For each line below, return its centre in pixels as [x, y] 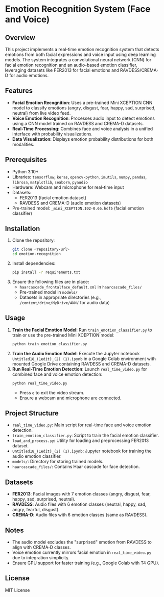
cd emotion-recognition [36, 254]
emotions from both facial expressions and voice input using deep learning [81, 54]
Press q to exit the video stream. [52, 392]
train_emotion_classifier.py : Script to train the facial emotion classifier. [85, 436]
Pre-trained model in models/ [48, 292]
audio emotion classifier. [37, 456]
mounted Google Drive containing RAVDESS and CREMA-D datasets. [81, 363]
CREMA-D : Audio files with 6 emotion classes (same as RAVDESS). [80, 515]
